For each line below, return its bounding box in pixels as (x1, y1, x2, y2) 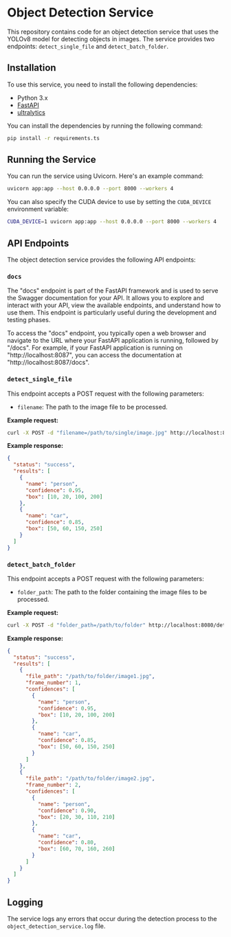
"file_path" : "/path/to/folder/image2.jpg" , (25, 775, 155, 782)
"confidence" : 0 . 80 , (37, 839, 97, 846)
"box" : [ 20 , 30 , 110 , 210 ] (37, 813, 115, 820)
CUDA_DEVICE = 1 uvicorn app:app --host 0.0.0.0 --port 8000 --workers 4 (7, 218, 217, 225)
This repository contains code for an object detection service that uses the (7, 27, 219, 36)
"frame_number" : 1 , (25, 679, 81, 686)
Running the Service (7, 154, 96, 166)
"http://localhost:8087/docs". (7, 359, 90, 367)
